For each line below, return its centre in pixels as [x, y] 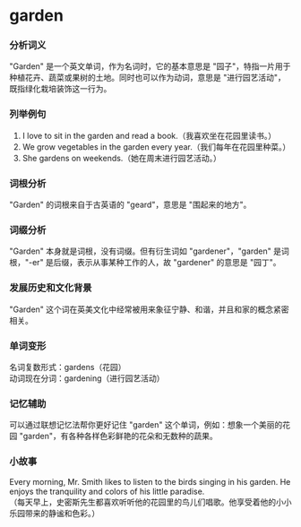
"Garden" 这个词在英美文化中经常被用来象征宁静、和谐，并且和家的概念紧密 [149, 309]
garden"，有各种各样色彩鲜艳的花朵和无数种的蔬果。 [120, 436]
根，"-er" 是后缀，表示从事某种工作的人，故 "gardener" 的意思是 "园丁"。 [145, 263]
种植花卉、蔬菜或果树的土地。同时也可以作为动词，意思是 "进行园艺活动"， [147, 78]
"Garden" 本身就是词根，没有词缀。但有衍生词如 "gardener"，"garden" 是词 [149, 251]
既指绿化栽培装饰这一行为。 [60, 89]
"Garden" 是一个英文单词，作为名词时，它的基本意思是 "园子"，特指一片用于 [150, 66]
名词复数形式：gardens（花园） [68, 367]
